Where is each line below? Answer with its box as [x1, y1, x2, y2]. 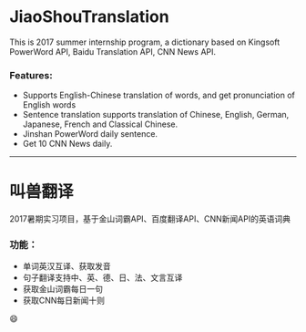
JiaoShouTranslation [9, 6, 170, 27]
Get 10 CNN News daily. [22, 139, 113, 150]
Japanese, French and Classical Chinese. [22, 119, 178, 130]
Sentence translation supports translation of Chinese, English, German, [22, 109, 290, 120]
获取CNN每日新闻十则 [22, 295, 106, 306]
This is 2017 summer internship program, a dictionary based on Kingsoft [9, 36, 280, 47]
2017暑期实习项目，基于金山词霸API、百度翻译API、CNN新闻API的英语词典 [9, 213, 291, 224]
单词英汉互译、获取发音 [22, 261, 111, 272]
